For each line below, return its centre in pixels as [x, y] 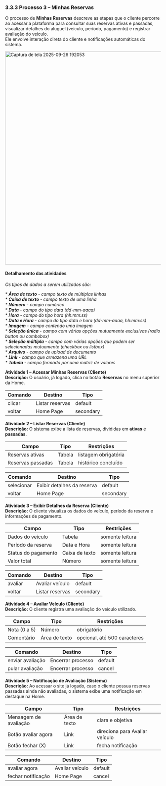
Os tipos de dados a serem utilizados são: [48, 284]
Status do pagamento [33, 553]
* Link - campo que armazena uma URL [46, 357]
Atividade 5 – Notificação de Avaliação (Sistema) [56, 680]
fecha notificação [117, 745]
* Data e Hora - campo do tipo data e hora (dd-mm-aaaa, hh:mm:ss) [76, 320]
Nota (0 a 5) [22, 629]
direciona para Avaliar [122, 731]
